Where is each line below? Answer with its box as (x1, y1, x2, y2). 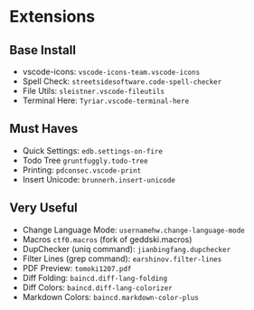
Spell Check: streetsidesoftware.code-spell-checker (22, 76, 222, 87)
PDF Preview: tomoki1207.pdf (22, 262, 132, 273)
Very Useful (9, 201, 79, 216)
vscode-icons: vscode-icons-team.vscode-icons (22, 66, 201, 77)
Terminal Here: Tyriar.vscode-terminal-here (22, 95, 190, 106)
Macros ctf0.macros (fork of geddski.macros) (22, 233, 193, 245)
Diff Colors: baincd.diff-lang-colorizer (22, 282, 174, 293)
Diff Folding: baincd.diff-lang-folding (22, 272, 168, 283)
